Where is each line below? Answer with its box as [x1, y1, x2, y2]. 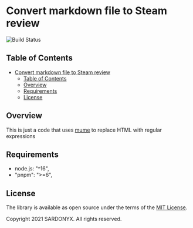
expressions [6, 132, 36, 139]
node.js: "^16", [14, 165, 49, 172]
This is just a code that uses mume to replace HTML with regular [6, 126, 162, 133]
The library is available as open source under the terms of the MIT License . [6, 204, 188, 211]
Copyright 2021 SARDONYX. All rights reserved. [6, 216, 122, 223]
